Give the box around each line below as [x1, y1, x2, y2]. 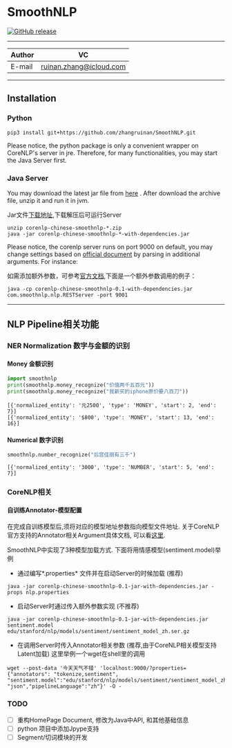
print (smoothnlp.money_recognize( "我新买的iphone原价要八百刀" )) [7, 389, 188, 395]
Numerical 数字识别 [7, 436, 64, 444]
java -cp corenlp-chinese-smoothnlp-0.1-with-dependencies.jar [7, 285, 193, 292]
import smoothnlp [7, 375, 57, 382]
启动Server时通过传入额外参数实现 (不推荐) [17, 602, 139, 610]
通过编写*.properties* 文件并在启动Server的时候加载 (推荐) [17, 569, 184, 578]
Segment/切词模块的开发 [17, 733, 88, 741]
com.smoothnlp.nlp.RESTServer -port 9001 [7, 292, 128, 299]
